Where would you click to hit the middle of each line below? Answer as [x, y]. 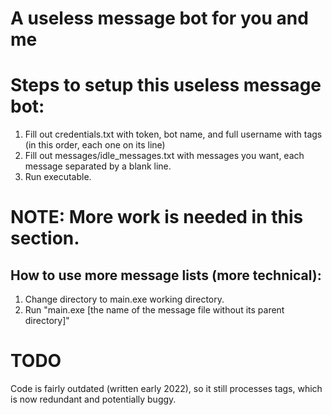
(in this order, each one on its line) [95, 145]
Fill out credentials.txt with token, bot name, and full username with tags [173, 134]
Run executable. [58, 177]
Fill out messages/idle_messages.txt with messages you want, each [164, 156]
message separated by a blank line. [98, 166]
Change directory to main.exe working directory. [124, 299]
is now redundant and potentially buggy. [93, 399]
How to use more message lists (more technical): [166, 275]
